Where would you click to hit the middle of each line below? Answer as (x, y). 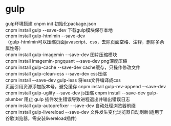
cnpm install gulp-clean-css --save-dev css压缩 (56, 73)
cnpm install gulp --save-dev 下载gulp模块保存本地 (59, 30)
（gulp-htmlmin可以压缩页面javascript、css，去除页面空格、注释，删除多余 (85, 42)
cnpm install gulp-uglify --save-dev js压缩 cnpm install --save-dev (76, 93)
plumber (14, 99)
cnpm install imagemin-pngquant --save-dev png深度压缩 (66, 61)
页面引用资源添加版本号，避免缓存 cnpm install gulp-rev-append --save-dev (86, 86)
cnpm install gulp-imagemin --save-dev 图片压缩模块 (61, 55)
